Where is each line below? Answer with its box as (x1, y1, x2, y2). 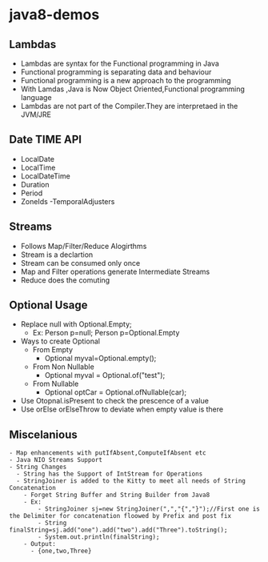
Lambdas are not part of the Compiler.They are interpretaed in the (20, 102, 238, 110)
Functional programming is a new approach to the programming (20, 76, 231, 85)
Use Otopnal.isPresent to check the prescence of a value (20, 396, 209, 406)
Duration (20, 179, 50, 189)
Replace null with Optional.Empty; (20, 319, 132, 329)
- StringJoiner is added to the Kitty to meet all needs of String (16, 477, 246, 485)
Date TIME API (9, 133, 82, 147)
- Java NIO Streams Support (9, 456, 103, 464)
